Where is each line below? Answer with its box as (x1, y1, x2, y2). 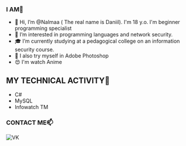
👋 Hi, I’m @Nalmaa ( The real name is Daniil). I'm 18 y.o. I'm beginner (14, 19, 180, 26)
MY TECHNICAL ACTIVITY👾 (6, 76, 110, 86)
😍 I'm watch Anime (14, 59, 63, 66)
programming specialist (14, 25, 72, 32)
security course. (14, 46, 55, 53)
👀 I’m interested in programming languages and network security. (14, 31, 173, 38)
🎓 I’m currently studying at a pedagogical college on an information (14, 38, 180, 45)
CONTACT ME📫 (6, 118, 53, 127)
